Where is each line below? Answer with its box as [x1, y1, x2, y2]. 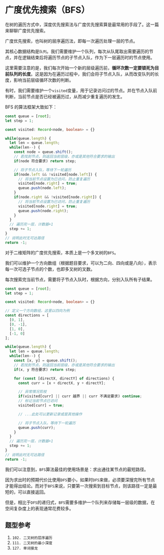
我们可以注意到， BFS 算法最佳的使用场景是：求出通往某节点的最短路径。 [5, 466, 149, 472]
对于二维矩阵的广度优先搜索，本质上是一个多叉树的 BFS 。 [5, 250, 119, 256]
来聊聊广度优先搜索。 [5, 27, 48, 33]
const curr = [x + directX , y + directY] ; [18, 381, 106, 385]
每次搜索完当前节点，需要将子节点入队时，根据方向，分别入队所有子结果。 [5, 277, 155, 282]
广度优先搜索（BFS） [5, 4, 90, 16]
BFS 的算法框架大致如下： [5, 104, 58, 110]
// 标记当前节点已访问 [18, 399, 58, 404]
